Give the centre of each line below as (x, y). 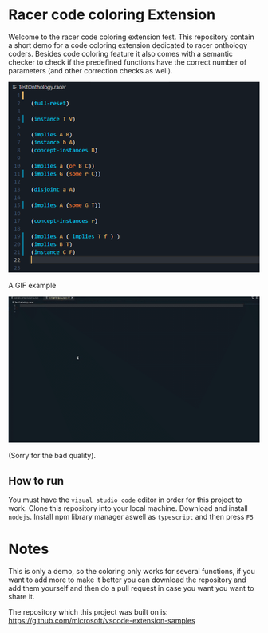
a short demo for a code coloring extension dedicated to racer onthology (128, 45)
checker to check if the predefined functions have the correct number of (128, 62)
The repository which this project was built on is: (88, 611)
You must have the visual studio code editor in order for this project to (125, 500)
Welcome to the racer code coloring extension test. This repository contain (131, 37)
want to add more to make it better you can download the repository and (127, 580)
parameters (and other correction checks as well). (91, 70)
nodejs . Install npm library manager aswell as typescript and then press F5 (131, 516)
